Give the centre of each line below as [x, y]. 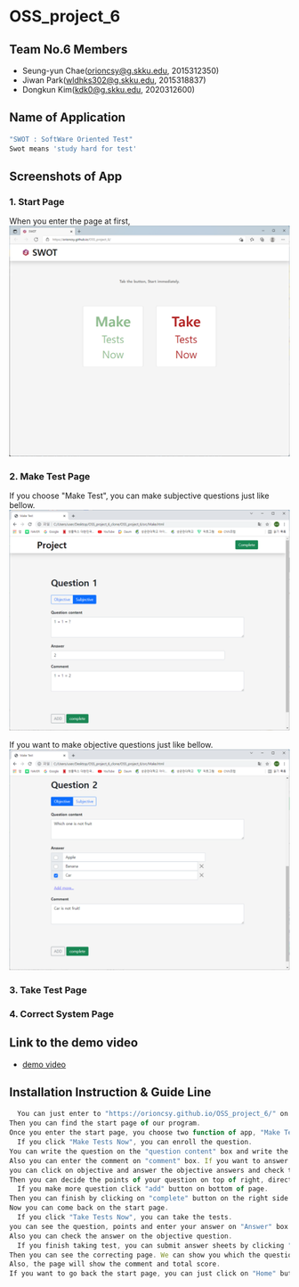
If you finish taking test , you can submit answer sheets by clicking [151, 1245]
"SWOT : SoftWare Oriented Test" [71, 139]
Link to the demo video [74, 1043]
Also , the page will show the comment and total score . [115, 1264]
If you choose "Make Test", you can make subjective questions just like [139, 496]
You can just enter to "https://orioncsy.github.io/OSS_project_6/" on [153, 1114]
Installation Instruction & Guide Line [110, 1092]
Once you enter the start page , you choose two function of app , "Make [145, 1133]
